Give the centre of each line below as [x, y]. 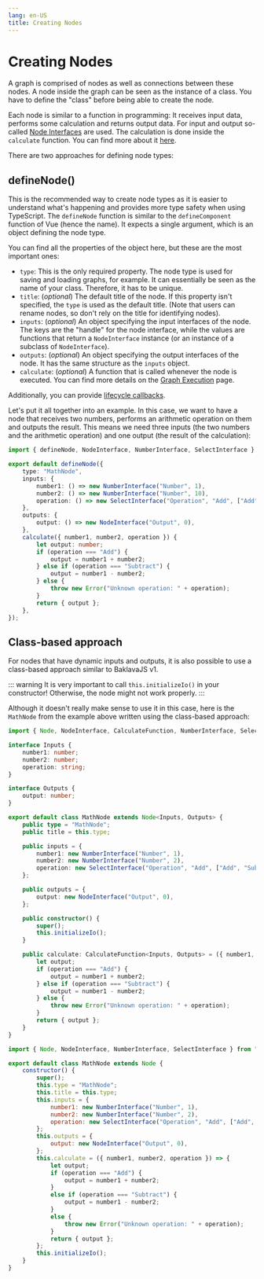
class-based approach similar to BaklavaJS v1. [83, 670]
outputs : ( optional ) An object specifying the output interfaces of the [129, 355]
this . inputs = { [63, 1100]
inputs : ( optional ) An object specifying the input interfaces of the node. [135, 322]
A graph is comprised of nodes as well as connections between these [121, 83]
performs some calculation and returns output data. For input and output [126, 123]
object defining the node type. [57, 233]
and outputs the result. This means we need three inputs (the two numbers [129, 427]
